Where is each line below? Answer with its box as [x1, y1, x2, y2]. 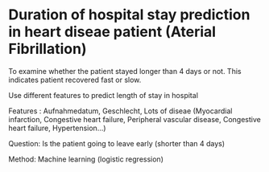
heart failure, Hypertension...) [8, 123, 106, 133]
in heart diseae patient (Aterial [8, 23, 216, 41]
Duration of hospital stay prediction [8, 6, 250, 24]
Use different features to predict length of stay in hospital [8, 90, 199, 100]
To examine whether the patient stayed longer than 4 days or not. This [8, 66, 242, 76]
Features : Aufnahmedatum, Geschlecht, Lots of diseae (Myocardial [8, 106, 233, 116]
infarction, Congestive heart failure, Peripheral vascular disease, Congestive [8, 114, 262, 124]
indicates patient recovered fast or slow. [8, 75, 142, 84]
